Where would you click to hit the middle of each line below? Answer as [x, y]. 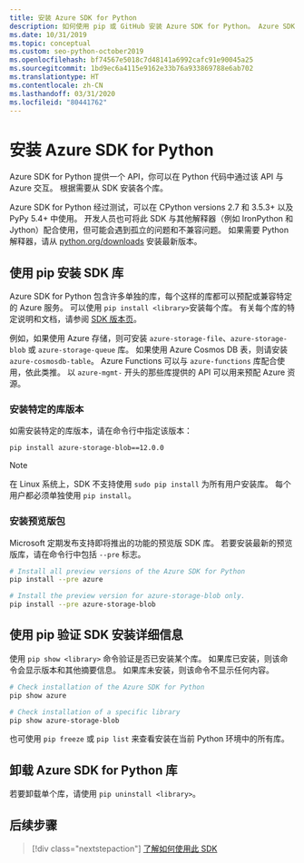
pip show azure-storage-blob [64, 721]
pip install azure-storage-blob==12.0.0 [87, 448]
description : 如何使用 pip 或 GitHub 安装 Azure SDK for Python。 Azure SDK [152, 26]
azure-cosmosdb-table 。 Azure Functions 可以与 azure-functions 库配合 [143, 361]
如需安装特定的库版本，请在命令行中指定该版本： [101, 431]
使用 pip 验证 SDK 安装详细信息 [97, 635]
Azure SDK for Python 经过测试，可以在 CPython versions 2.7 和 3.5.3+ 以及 [152, 207]
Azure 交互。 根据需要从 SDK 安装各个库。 [89, 188]
